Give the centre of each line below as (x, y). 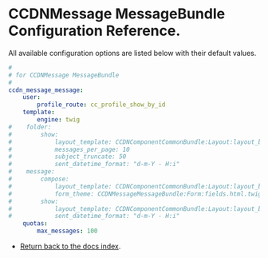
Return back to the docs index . (70, 246)
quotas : (35, 224)
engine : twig (59, 120)
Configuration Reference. (95, 31)
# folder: (30, 127)
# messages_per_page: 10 (69, 149)
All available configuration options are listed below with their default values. (132, 53)
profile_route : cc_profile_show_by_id (101, 105)
